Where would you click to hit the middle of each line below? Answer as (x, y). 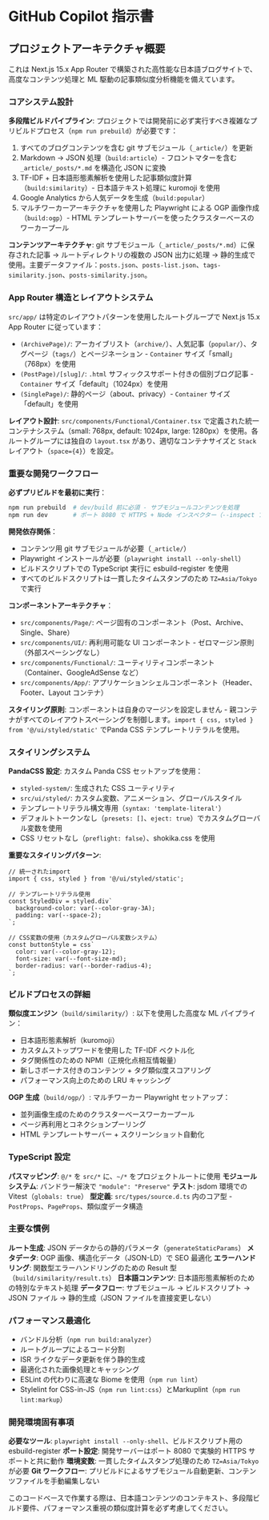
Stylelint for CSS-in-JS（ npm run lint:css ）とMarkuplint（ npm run (130, 1390)
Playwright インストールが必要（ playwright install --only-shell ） (132, 558)
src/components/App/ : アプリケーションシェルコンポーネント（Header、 (138, 682)
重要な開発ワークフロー (53, 473)
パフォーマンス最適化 (49, 1320)
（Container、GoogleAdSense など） (81, 672)
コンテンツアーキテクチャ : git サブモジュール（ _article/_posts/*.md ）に (128, 245)
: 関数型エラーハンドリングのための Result (98, 1267)
